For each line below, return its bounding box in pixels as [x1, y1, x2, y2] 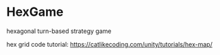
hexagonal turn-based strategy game [6, 27, 112, 35]
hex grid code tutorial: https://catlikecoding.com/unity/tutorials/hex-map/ [6, 40, 213, 48]
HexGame [6, 4, 64, 20]
